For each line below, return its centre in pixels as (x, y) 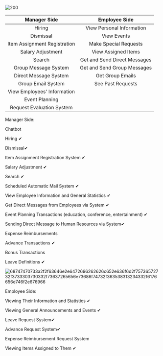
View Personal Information (116, 28)
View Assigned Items (116, 52)
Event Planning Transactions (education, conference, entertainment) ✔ (76, 214)
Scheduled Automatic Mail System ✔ (42, 186)
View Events (116, 36)
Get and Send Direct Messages (116, 60)
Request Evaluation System (41, 107)
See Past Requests (116, 83)
